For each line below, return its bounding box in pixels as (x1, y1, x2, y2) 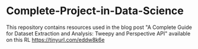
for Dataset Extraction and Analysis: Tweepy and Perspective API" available (6, 30, 191, 37)
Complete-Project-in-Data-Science (6, 4, 184, 18)
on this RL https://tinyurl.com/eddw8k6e (6, 36, 105, 43)
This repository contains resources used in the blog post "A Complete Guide (6, 24, 193, 31)
